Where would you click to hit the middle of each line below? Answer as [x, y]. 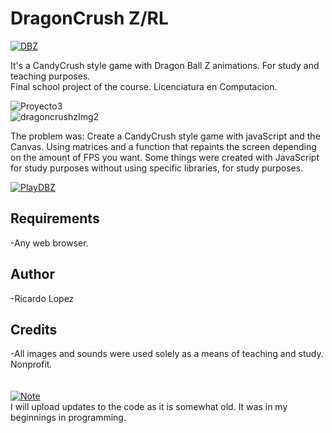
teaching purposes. [50, 76]
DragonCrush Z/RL [89, 18]
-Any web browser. [49, 243]
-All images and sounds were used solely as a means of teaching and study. [167, 354]
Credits [34, 329]
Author [32, 274]
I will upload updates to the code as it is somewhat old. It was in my [149, 407]
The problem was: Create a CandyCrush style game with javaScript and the [165, 136]
